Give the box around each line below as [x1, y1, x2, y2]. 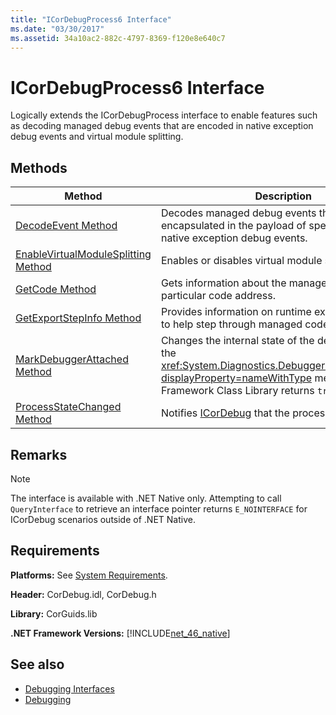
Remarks [10, 446, 68, 463]
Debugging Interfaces [24, 682, 115, 695]
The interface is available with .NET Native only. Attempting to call [10, 492, 282, 504]
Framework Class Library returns [160, 384, 315, 398]
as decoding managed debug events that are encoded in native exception [10, 120, 314, 132]
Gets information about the [160, 276, 287, 290]
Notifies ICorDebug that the [160, 406, 290, 420]
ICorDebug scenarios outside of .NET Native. [10, 513, 196, 525]
